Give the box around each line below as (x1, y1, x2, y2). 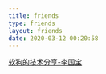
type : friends (8, 19, 56, 27)
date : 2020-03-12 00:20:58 (8, 34, 99, 43)
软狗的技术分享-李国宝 (8, 57, 83, 67)
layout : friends (8, 27, 63, 35)
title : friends (8, 11, 59, 20)
